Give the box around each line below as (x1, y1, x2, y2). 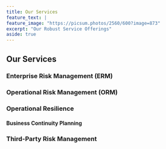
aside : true (6, 31, 36, 38)
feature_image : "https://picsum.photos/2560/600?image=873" (6, 20, 161, 26)
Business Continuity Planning (6, 119, 83, 127)
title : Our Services (6, 8, 59, 15)
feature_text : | (6, 15, 47, 21)
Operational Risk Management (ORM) (6, 88, 118, 97)
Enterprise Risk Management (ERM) (6, 72, 113, 81)
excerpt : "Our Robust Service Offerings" (6, 25, 112, 32)
